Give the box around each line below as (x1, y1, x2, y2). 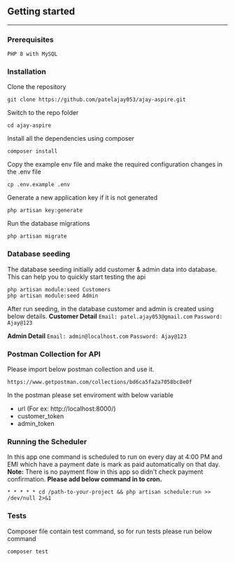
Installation (7, 67, 47, 76)
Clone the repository (7, 83, 66, 91)
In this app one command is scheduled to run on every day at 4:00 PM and (7, 453, 222, 461)
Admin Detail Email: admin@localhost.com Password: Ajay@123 (7, 331, 187, 340)
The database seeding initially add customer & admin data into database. (7, 265, 218, 273)
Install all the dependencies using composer (7, 135, 135, 143)
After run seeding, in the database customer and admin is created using (7, 304, 215, 313)
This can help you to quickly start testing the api (7, 273, 146, 281)
